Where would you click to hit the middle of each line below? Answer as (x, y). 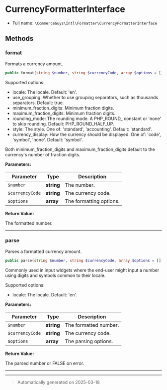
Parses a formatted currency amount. (43, 251)
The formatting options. (92, 201)
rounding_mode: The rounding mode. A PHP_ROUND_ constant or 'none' (87, 119)
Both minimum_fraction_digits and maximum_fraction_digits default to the (80, 149)
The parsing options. (89, 341)
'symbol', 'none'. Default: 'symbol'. (47, 139)
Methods (19, 39)
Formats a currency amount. (34, 64)
